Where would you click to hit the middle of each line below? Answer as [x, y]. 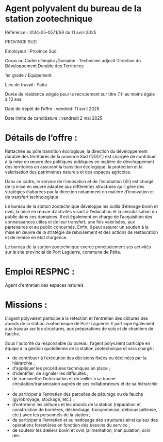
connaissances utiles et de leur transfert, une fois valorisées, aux [70, 221]
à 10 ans [13, 99]
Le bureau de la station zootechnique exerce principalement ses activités [78, 247]
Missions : [26, 305]
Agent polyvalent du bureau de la [73, 9]
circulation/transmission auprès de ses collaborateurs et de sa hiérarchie [85, 384]
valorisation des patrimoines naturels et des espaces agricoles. [68, 172]
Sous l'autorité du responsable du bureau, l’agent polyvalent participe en [78, 343]
